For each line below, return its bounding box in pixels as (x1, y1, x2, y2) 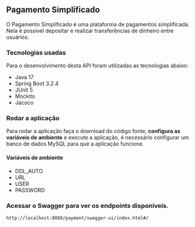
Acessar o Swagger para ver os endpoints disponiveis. (6, 201, 169, 210)
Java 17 (14, 74, 34, 81)
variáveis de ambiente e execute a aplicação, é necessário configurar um (6, 134, 189, 141)
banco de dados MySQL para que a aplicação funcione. (6, 140, 144, 147)
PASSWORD (14, 186, 45, 193)
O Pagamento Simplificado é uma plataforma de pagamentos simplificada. (6, 20, 190, 28)
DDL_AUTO (14, 167, 43, 174)
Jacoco (14, 99, 34, 107)
